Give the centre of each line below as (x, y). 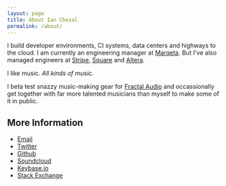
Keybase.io (33, 168)
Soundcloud (34, 161)
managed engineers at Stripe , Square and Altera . (76, 60)
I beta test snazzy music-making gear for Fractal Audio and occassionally (111, 87)
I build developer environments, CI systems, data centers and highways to (112, 46)
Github (26, 154)
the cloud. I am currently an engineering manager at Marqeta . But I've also (112, 53)
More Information (45, 123)
